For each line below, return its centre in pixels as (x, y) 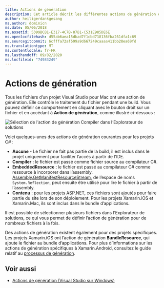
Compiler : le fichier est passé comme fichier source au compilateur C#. (85, 162)
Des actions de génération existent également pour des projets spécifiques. (81, 233)
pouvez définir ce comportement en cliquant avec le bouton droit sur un (77, 107)
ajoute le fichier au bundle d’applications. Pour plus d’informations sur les (79, 243)
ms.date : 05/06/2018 (26, 28)
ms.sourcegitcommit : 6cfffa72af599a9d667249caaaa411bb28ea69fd (71, 41)
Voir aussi (20, 269)
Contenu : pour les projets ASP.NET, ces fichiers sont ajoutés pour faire (84, 193)
